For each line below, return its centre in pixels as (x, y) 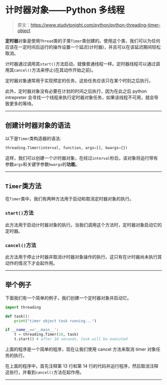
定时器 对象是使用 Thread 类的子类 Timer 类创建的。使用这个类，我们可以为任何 (83, 41)
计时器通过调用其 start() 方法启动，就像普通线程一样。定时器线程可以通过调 (83, 64)
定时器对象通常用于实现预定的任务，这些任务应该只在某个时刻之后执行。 (79, 81)
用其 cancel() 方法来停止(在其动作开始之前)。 (50, 70)
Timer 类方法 (23, 186)
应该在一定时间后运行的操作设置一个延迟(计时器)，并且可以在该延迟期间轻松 (83, 47)
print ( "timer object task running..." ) (55, 321)
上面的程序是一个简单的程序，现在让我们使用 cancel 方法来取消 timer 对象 (81, 349)
